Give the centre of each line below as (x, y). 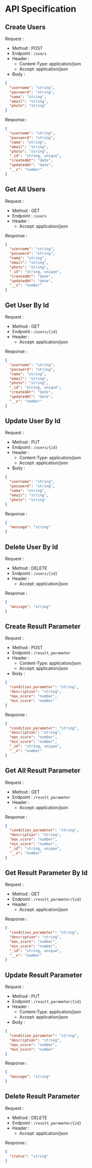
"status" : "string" (29, 1156)
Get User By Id (27, 305)
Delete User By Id (31, 547)
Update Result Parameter (44, 975)
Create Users (25, 27)
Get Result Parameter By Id (46, 873)
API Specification (41, 9)
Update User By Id (33, 421)
